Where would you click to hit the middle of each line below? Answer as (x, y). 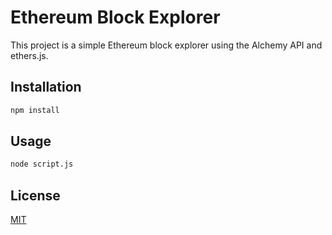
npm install (35, 110)
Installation (46, 87)
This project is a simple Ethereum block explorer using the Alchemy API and (166, 45)
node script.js (42, 164)
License (35, 195)
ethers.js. (29, 55)
